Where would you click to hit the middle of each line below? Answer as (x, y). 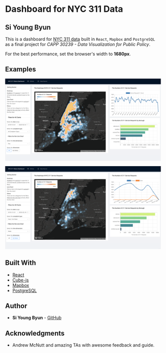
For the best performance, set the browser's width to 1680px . (68, 54)
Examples (21, 69)
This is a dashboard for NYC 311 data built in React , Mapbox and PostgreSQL (80, 39)
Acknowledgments (35, 333)
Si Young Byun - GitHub (37, 318)
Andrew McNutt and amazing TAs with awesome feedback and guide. (83, 345)
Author (16, 306)
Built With (21, 263)
